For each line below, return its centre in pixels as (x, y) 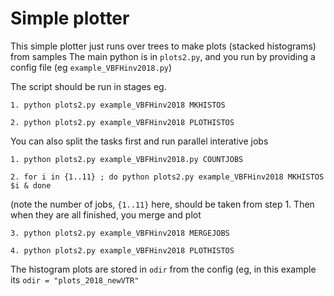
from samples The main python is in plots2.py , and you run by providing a (163, 56)
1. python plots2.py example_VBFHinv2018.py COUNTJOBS (127, 159)
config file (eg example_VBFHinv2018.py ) (91, 67)
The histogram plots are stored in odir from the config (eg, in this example (163, 269)
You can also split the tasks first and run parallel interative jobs (139, 141)
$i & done (31, 185)
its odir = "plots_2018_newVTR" (75, 279)
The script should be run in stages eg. (88, 86)
